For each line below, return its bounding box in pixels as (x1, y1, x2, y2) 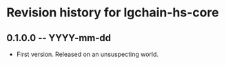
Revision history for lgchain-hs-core (6, 5, 219, 21)
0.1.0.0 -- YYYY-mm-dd (6, 32, 112, 44)
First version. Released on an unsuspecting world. (16, 50, 159, 58)
